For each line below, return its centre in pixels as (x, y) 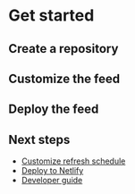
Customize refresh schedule (73, 161)
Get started (51, 16)
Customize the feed (64, 78)
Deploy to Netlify (52, 171)
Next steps (39, 139)
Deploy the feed (54, 110)
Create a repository (63, 49)
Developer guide (52, 181)
